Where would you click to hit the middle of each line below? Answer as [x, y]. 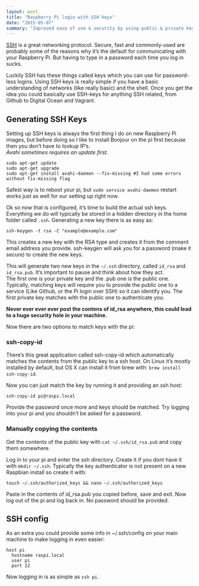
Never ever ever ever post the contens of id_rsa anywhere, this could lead [99, 309]
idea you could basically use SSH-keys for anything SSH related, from [92, 94]
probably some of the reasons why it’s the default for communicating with [96, 52]
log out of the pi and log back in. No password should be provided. [88, 500]
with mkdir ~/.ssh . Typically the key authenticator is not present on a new [96, 466]
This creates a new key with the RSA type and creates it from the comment [97, 242]
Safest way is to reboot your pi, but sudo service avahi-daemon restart [92, 190]
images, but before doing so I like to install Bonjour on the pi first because [96, 140]
